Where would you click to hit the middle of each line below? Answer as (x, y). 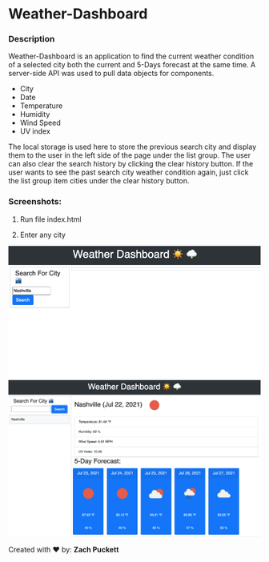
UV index (35, 131)
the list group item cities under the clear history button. (99, 181)
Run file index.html (50, 219)
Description (32, 39)
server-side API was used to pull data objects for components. (111, 74)
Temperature (41, 106)
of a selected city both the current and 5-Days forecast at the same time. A (132, 65)
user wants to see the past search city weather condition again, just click (128, 172)
